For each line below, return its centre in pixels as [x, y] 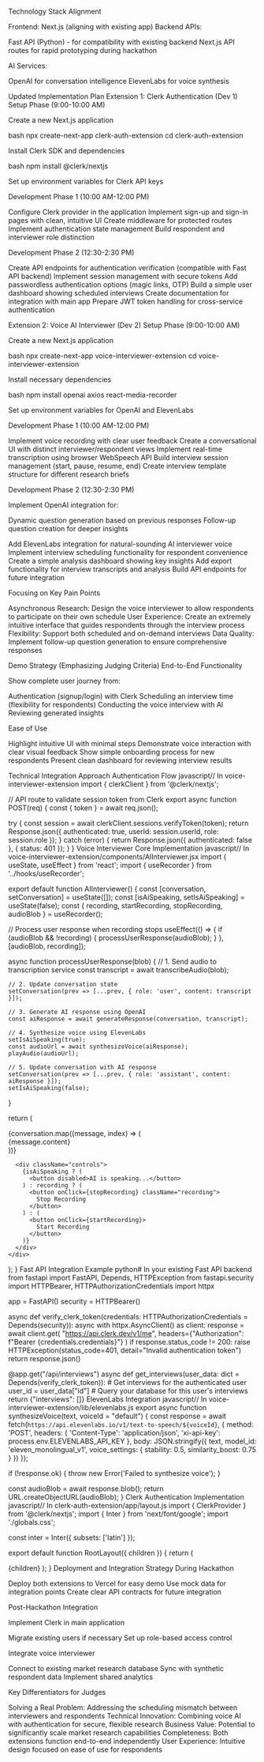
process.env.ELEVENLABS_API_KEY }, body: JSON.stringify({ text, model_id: [132, 1441]
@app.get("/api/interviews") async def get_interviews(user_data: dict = [124, 1374]
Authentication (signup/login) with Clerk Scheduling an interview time [121, 696]
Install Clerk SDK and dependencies [67, 151]
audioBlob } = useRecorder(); [56, 914]
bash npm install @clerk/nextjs [58, 166]
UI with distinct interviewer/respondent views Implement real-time [115, 449]
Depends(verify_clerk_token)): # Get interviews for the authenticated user [127, 1382]
